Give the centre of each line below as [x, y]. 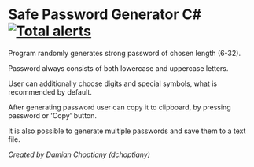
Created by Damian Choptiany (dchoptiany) [79, 154]
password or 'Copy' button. [52, 115]
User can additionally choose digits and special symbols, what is [113, 83]
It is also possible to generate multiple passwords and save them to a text [127, 131]
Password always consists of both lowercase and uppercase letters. [118, 68]
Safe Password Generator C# [105, 15]
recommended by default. [50, 91]
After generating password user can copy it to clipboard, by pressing [120, 107]
